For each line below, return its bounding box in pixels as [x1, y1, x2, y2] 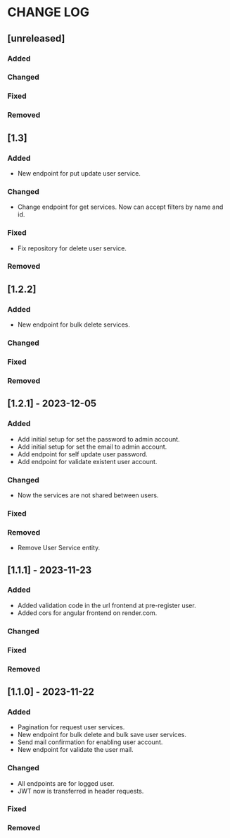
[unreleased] [7, 32, 65, 44]
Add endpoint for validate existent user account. [17, 457, 158, 466]
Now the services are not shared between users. [17, 491, 159, 499]
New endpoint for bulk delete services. [17, 320, 130, 329]
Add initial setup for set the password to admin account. [17, 435, 181, 443]
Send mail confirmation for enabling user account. [17, 738, 163, 746]
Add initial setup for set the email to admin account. [17, 442, 167, 451]
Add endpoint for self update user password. [17, 449, 148, 459]
